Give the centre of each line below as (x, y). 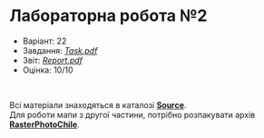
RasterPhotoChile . (44, 124)
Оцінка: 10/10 (48, 70)
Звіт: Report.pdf (53, 60)
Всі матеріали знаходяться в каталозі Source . (98, 104)
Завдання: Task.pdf (60, 50)
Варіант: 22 (44, 41)
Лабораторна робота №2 (108, 16)
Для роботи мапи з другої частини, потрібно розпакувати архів (132, 114)
